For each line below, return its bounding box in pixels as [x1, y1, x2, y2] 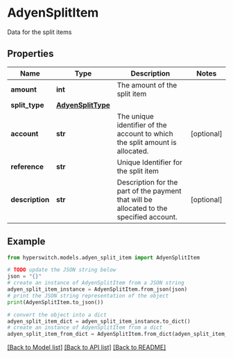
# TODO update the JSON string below [7, 266, 116, 273]
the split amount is [116, 137, 177, 147]
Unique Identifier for [116, 157, 182, 167]
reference [10, 162, 44, 171]
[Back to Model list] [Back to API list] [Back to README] [7, 343, 166, 352]
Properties [7, 48, 54, 60]
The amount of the [116, 80, 178, 89]
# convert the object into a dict [7, 311, 107, 318]
